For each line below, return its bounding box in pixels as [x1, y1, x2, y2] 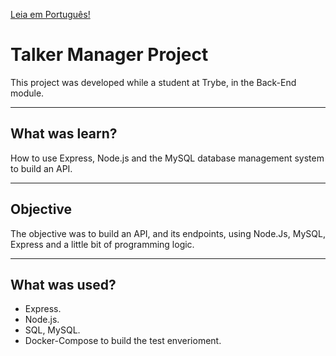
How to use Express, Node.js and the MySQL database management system [10, 152, 325, 164]
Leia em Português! [10, 9, 91, 20]
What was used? [10, 276, 117, 293]
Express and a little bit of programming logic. [10, 238, 195, 250]
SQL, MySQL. [24, 324, 81, 336]
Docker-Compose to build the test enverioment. [24, 335, 222, 347]
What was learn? [10, 125, 118, 143]
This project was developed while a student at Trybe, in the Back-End [10, 76, 297, 88]
